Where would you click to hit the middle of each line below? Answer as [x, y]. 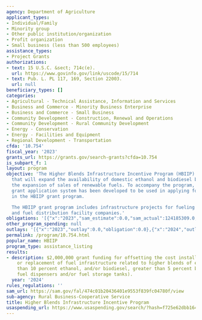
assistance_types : [29, 51]
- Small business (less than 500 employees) [63, 46]
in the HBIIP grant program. [48, 196]
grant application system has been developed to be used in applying [100, 191]
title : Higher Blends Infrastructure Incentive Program [78, 302]
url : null [24, 85]
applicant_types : [28, 17]
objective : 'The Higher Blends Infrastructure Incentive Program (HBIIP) [101, 174]
